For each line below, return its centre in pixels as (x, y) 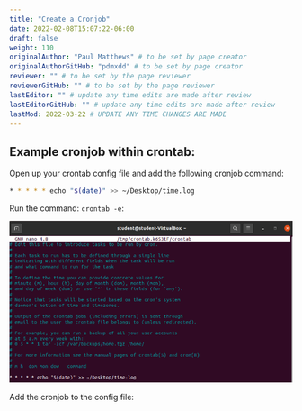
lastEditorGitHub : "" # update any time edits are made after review (142, 105)
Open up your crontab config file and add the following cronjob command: (147, 174)
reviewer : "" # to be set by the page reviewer (100, 77)
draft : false (34, 38)
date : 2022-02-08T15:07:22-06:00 (72, 28)
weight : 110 (31, 48)
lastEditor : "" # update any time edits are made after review (130, 95)
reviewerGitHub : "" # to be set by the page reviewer (112, 86)
